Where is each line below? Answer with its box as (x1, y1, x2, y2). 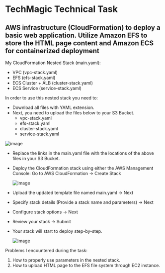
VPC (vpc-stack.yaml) (12, 70, 58, 75)
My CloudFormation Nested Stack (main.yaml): (5, 60, 101, 66)
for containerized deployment (5, 46, 99, 55)
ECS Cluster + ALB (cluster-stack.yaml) (12, 80, 93, 86)
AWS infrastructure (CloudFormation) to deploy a (5, 23, 161, 32)
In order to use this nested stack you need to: (5, 95, 98, 100)
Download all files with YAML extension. (12, 104, 94, 110)
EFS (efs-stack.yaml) (12, 75, 56, 81)
